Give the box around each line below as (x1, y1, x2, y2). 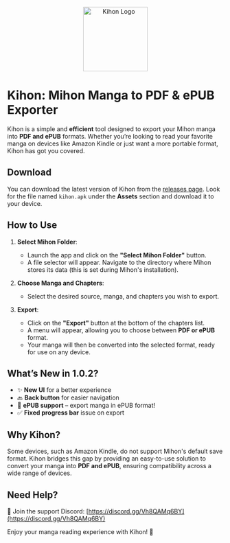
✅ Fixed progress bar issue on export (16, 408, 125, 417)
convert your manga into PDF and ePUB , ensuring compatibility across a (7, 462, 211, 470)
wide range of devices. (7, 469, 72, 477)
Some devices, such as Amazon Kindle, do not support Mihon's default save (7, 447, 223, 456)
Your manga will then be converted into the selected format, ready (27, 340, 215, 349)
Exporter (7, 102, 58, 118)
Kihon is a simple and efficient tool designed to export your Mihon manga (7, 124, 216, 133)
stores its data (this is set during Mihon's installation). (27, 265, 179, 274)
